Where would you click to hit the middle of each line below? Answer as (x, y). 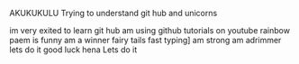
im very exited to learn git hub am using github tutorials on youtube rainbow (150, 30)
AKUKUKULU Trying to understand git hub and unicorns (113, 13)
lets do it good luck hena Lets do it (73, 50)
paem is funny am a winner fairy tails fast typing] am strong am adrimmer (145, 40)
